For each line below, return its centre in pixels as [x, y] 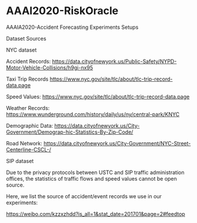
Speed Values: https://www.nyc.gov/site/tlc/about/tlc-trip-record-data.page [98, 96]
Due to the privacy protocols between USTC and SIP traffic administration [95, 172]
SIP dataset [20, 161]
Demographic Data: [30, 125]
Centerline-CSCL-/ [29, 149]
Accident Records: [29, 61]
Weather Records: [28, 108]
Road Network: [24, 143]
